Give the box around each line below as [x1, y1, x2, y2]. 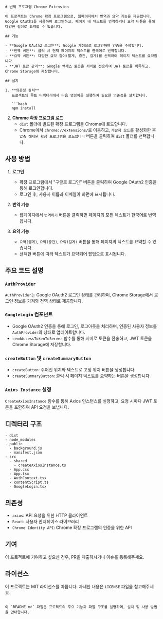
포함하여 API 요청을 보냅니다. [14, 404, 69, 410]
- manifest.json [9, 450, 42, 455]
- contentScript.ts [9, 480, 49, 485]
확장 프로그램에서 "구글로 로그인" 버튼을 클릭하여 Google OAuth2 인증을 [19, 179, 157, 185]
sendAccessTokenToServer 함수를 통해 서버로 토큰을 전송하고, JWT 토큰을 [12, 335, 152, 341]
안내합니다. [10, 610, 30, 615]
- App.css [9, 467, 29, 472]
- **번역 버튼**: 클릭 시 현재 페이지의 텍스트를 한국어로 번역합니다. [5, 48, 127, 53]
